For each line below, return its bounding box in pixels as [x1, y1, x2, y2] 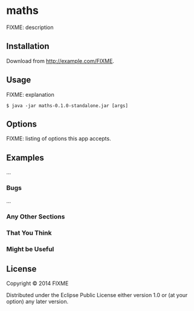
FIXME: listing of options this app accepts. [6, 135, 111, 142]
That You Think [6, 229, 52, 237]
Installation [6, 41, 50, 51]
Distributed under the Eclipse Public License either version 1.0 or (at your [6, 292, 188, 299]
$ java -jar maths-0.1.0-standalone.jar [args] [6, 102, 129, 109]
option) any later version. [6, 298, 68, 306]
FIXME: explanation [6, 91, 54, 98]
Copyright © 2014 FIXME [6, 280, 69, 287]
